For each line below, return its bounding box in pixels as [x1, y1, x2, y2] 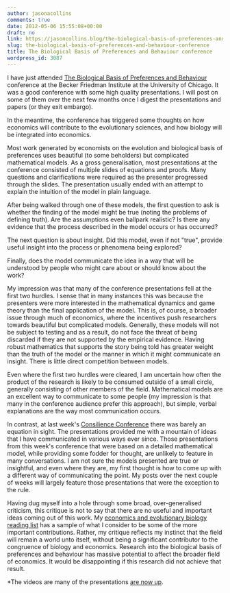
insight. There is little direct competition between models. [7, 357, 169, 365]
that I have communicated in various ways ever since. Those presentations [7, 435, 218, 443]
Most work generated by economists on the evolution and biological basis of [7, 143, 223, 152]
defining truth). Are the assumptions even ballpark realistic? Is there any [7, 215, 210, 223]
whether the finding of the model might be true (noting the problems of [7, 208, 207, 216]
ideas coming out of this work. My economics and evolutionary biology [7, 513, 207, 522]
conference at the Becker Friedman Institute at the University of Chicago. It [7, 80, 219, 89]
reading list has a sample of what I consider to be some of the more [7, 520, 198, 529]
